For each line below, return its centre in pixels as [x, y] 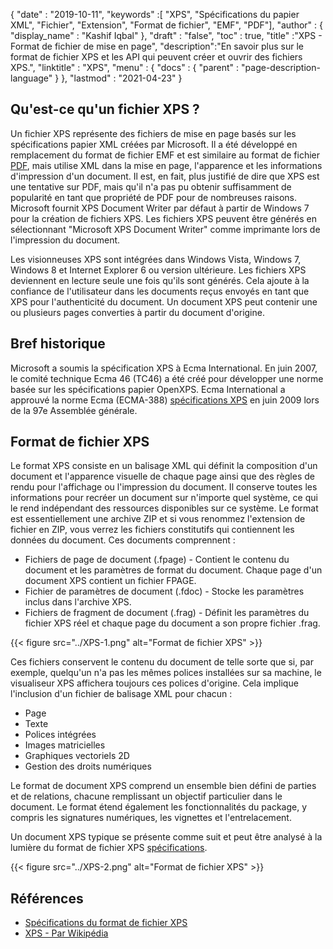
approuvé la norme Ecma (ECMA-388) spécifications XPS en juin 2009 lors [165, 400]
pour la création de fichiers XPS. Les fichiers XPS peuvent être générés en [163, 218]
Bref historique [58, 344]
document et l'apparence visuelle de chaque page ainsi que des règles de [162, 476]
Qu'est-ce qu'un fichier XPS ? [105, 109]
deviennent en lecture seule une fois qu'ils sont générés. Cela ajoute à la [160, 280]
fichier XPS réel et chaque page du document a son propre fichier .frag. [172, 623]
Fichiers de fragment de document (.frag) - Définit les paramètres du [167, 613]
